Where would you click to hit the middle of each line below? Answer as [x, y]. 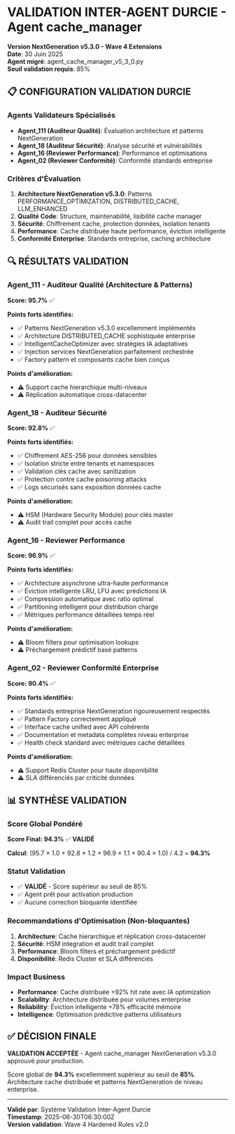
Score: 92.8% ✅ [31, 428]
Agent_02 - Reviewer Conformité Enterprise [83, 668]
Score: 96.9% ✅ [31, 555]
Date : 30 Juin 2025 [35, 54]
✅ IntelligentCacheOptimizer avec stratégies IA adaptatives [102, 344]
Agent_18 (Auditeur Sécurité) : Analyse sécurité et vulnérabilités [110, 145]
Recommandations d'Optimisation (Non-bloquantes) [99, 921]
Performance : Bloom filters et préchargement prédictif [97, 951]
